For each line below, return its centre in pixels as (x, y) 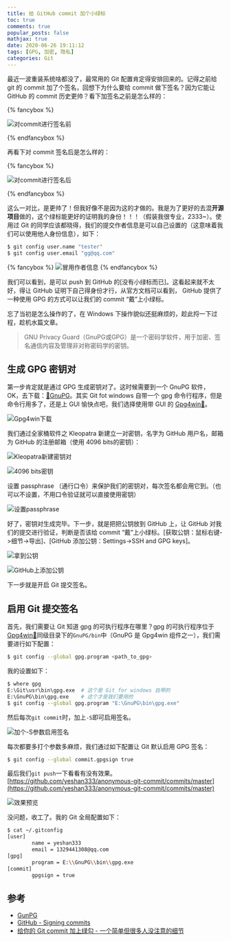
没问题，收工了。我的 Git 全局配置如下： (64, 817)
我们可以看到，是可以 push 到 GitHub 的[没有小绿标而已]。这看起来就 (105, 282)
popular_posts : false (38, 33)
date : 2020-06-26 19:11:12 (46, 45)
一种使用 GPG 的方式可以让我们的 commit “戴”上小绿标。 (87, 299)
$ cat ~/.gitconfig (35, 830)
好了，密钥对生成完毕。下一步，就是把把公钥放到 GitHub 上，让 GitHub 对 (112, 524)
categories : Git (30, 59)
